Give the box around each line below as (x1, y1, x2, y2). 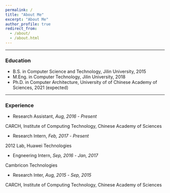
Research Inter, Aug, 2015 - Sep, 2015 (12, 172, 92, 178)
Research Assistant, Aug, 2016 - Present (12, 113, 97, 119)
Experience (5, 102, 34, 109)
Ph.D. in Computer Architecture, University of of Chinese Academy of (12, 79, 157, 85)
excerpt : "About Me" (5, 17, 49, 22)
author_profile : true (5, 21, 51, 27)
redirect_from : (5, 26, 37, 31)
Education (5, 57, 31, 64)
